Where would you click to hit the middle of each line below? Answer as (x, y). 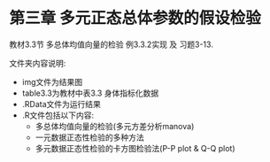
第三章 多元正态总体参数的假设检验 (135, 18)
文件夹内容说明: (38, 63)
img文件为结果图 (52, 81)
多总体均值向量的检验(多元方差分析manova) (115, 126)
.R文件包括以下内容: (58, 115)
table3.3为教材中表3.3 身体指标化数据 (90, 93)
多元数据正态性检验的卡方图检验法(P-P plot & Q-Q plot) (135, 148)
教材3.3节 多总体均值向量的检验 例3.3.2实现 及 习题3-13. (112, 44)
